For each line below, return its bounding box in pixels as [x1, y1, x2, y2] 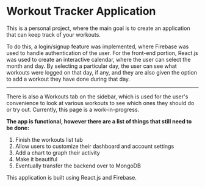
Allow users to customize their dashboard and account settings [15, 142, 174, 150]
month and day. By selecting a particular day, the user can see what [6, 62, 177, 70]
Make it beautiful [15, 155, 58, 163]
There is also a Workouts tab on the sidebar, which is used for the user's [6, 93, 189, 100]
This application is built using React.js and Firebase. [6, 174, 137, 181]
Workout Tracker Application [6, 4, 156, 18]
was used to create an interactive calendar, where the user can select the [6, 56, 191, 63]
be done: [6, 124, 29, 131]
